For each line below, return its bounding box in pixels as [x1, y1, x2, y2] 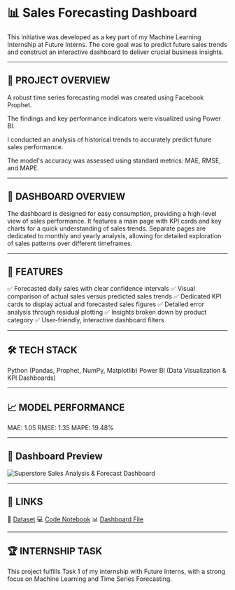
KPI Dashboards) [7, 373, 56, 382]
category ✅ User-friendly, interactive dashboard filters [7, 316, 164, 324]
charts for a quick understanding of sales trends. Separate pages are [7, 224, 206, 233]
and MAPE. [7, 163, 40, 172]
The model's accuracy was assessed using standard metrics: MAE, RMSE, [7, 156, 222, 165]
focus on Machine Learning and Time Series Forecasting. [7, 575, 173, 583]
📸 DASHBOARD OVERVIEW [7, 191, 126, 203]
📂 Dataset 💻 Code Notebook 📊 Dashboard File [7, 515, 144, 523]
